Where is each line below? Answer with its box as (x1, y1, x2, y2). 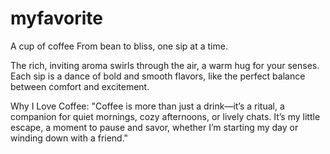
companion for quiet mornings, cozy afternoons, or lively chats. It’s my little (10, 110, 321, 122)
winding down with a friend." (10, 132, 129, 144)
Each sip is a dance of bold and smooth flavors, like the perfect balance (10, 70, 306, 82)
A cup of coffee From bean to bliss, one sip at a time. (10, 40, 228, 52)
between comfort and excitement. (10, 80, 150, 92)
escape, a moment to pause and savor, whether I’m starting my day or (10, 121, 299, 133)
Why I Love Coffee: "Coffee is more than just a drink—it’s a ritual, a (10, 100, 285, 112)
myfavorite (10, 7, 103, 30)
